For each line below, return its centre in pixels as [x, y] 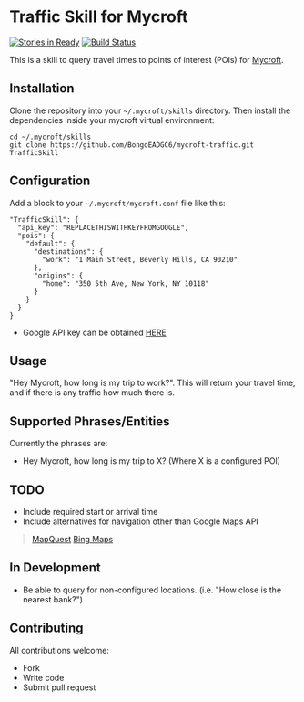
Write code [43, 677]
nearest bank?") [53, 599]
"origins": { [58, 276]
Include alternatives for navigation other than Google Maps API [141, 521]
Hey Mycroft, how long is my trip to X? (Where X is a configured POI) [151, 461]
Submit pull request [59, 687]
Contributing [46, 629]
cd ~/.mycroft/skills [51, 137]
